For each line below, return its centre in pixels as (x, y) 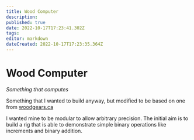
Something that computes (37, 89)
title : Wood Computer (32, 11)
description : (22, 17)
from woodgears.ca (30, 107)
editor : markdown (27, 39)
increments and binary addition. (44, 131)
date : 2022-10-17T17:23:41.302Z (45, 28)
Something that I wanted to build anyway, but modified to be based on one (96, 101)
